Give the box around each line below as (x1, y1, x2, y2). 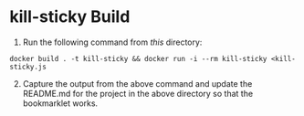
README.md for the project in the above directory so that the (22, 88, 254, 99)
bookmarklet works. (22, 98, 99, 109)
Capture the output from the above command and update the (22, 78, 253, 89)
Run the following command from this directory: (22, 37, 203, 47)
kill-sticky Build (9, 6, 131, 27)
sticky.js (9, 62, 47, 71)
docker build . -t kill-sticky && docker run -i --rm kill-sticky (9, 54, 267, 63)
